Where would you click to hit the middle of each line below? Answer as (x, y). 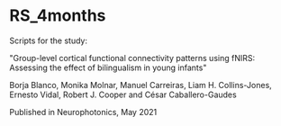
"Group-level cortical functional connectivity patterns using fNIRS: (132, 58)
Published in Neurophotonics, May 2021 (83, 112)
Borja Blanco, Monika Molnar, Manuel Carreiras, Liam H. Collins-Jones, (140, 85)
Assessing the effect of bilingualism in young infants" (108, 67)
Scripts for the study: (49, 40)
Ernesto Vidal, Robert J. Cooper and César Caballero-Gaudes (123, 94)
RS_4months (58, 16)
